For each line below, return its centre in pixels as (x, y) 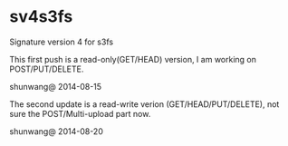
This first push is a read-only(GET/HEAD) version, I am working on (133, 59)
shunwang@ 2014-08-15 (56, 86)
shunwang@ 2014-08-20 (57, 131)
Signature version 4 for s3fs (62, 42)
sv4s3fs (41, 17)
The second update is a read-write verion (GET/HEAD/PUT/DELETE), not (144, 104)
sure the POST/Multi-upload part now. (80, 113)
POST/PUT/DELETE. (47, 69)
